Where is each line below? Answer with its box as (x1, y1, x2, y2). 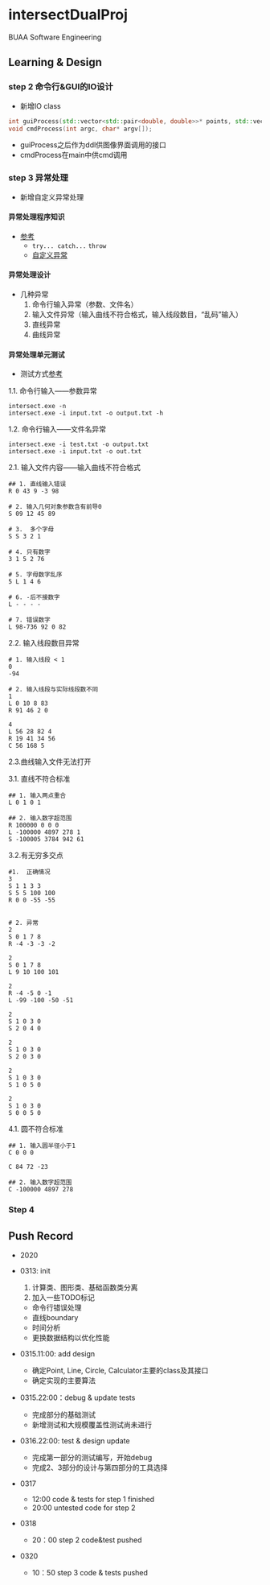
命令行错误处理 (31, 1302, 82, 1313)
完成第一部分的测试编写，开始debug (31, 1453, 153, 1463)
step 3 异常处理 (8, 172, 68, 184)
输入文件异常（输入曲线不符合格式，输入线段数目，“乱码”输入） (31, 310, 243, 320)
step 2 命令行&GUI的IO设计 (8, 81, 114, 93)
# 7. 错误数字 (8, 616, 51, 625)
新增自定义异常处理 (19, 192, 84, 202)
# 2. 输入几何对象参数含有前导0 (8, 503, 102, 511)
